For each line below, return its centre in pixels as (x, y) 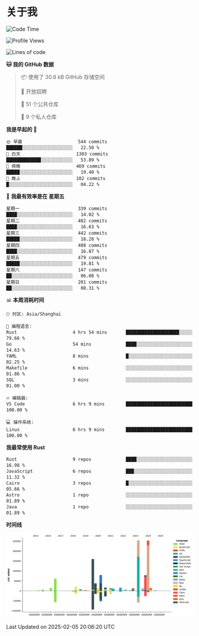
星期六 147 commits (57, 270)
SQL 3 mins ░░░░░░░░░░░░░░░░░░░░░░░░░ (99, 380)
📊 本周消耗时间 (25, 300)
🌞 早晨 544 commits (57, 141)
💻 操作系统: (20, 422)
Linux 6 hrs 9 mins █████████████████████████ (99, 429)
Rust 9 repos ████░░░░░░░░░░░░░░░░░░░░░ (99, 459)
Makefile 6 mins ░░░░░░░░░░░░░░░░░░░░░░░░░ (99, 368)
